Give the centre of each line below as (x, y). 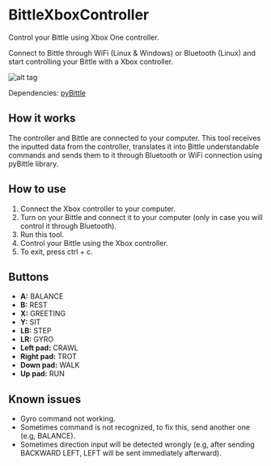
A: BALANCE (42, 296)
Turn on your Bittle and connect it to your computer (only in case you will (141, 217)
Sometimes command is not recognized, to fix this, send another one (135, 427)
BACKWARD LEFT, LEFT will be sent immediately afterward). (121, 453)
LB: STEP (36, 331)
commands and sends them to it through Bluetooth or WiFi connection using (135, 155)
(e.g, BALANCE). (48, 436)
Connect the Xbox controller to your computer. (97, 209)
